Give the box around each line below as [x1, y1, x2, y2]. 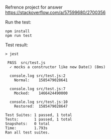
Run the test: [5, 19, 31, 25]
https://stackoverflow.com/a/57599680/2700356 [5, 9, 106, 15]
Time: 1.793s [5, 126, 48, 131]
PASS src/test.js [7, 60, 46, 65]
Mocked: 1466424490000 [14, 91, 68, 96]
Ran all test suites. [5, 130, 50, 135]
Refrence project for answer [5, 4, 63, 10]
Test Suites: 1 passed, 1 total [5, 113, 72, 118]
